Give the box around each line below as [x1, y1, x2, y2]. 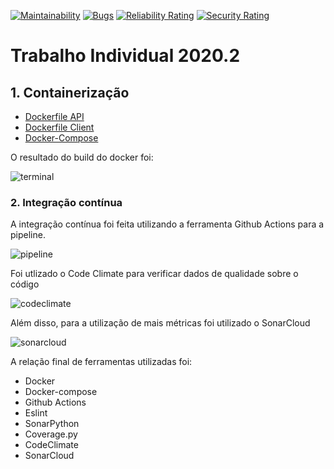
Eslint [24, 407, 48, 419]
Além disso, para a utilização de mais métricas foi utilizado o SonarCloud [10, 317, 311, 329]
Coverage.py [24, 428, 78, 440]
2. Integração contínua [10, 195, 123, 209]
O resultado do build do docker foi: [10, 151, 154, 163]
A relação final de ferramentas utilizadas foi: [10, 356, 193, 368]
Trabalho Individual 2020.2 [10, 45, 241, 67]
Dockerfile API [24, 111, 85, 122]
